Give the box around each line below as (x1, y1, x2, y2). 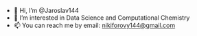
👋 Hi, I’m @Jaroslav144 (13, 7, 79, 14)
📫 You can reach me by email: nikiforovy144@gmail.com (13, 21, 176, 29)
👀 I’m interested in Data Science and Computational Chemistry (13, 14, 190, 22)
